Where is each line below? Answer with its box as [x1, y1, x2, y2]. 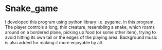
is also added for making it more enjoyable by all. [5, 39, 103, 45]
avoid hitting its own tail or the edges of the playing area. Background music [5, 34, 158, 40]
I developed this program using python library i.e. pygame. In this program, [5, 19, 155, 25]
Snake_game [5, 3, 58, 14]
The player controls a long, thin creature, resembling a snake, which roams [5, 24, 155, 30]
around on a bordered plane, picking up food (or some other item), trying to [5, 29, 156, 35]
